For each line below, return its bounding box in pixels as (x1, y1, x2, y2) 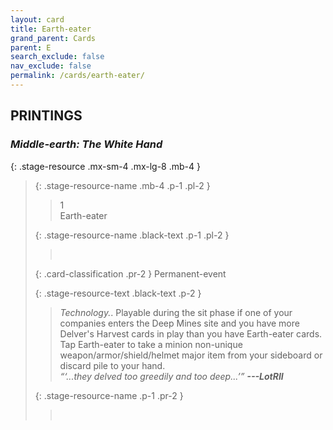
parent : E (10, 42, 52, 53)
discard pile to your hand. (59, 359, 166, 371)
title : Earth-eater (10, 24, 92, 34)
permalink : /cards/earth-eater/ (10, 71, 145, 81)
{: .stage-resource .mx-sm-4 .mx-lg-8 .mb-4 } (10, 160, 201, 172)
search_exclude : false (10, 52, 105, 62)
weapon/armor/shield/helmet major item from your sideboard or (59, 349, 323, 361)
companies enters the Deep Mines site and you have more (59, 317, 300, 329)
